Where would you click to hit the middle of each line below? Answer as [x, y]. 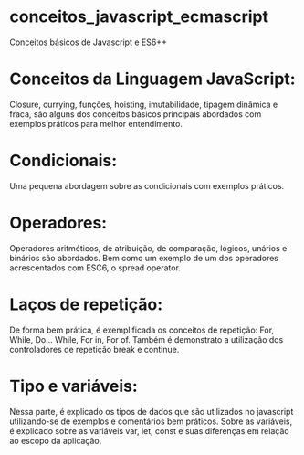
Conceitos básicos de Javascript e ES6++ [88, 42]
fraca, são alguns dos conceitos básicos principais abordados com [136, 114]
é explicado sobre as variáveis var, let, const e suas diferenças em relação [149, 430]
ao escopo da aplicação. [56, 440]
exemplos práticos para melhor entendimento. [96, 123]
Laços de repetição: [86, 304]
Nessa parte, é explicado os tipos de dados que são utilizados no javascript [152, 411]
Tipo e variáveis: [74, 386]
